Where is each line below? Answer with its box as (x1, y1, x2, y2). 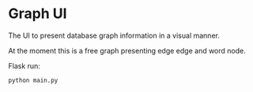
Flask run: (8, 61, 41, 71)
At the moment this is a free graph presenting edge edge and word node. (8, 46, 247, 55)
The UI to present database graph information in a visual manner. (8, 31, 220, 40)
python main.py (8, 76, 59, 84)
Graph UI (8, 5, 67, 23)
